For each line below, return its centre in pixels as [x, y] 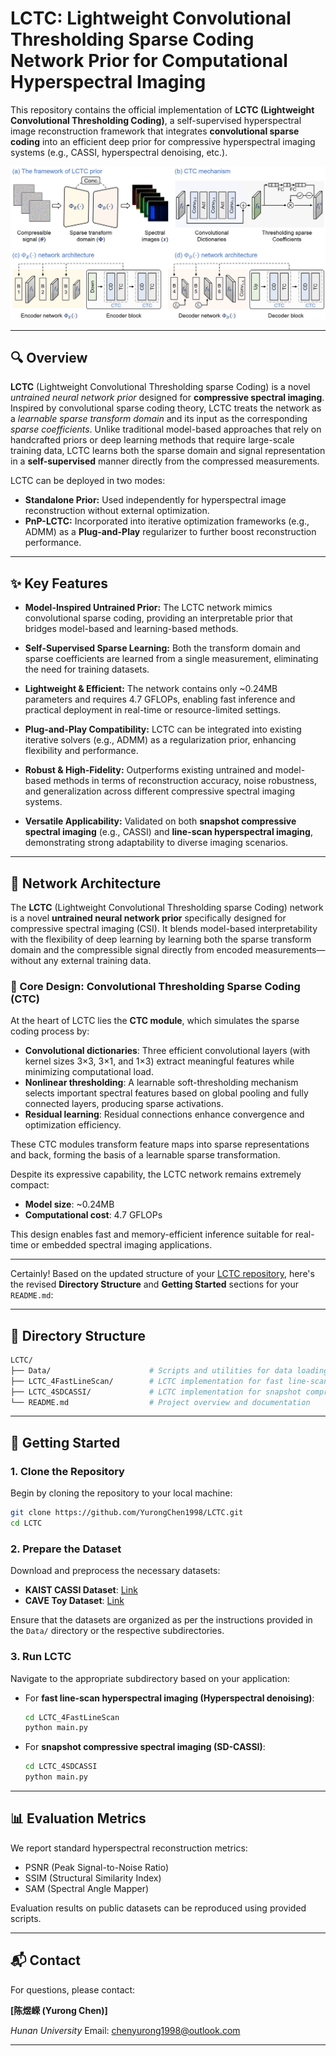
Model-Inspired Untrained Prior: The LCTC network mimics [148, 608]
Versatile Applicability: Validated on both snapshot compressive [160, 821]
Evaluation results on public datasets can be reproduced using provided [158, 1908]
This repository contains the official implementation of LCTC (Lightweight [162, 109]
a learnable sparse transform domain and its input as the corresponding [159, 419]
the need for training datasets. [87, 669]
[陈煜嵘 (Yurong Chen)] [59, 2010]
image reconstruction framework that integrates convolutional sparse [155, 131]
